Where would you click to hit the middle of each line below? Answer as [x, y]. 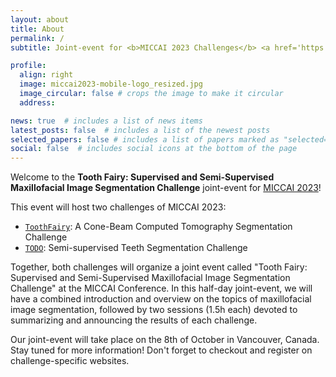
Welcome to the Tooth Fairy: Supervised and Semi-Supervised [142, 177]
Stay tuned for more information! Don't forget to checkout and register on [161, 350]
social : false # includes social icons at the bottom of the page [154, 149]
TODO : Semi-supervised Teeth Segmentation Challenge [136, 248]
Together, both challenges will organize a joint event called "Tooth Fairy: [159, 267]
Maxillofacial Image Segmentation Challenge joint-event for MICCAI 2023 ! [166, 188]
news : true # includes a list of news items [106, 121]
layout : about [40, 19]
